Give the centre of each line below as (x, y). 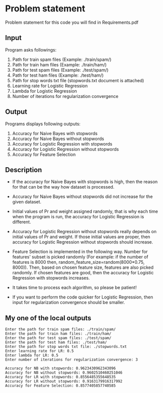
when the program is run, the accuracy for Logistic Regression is (78, 217)
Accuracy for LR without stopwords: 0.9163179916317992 (64, 382)
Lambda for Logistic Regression (45, 91)
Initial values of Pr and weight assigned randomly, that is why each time (85, 211)
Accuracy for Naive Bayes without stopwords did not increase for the (82, 196)
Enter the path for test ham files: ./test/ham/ (56, 343)
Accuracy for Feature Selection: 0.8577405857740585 (61, 386)
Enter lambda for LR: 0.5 (32, 355)
